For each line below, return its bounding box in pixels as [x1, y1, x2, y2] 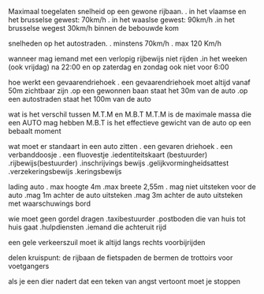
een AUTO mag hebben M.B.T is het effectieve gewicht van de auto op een [8, 118, 251, 127]
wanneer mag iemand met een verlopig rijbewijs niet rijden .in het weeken [8, 54, 248, 63]
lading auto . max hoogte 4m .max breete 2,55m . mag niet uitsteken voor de [8, 182, 256, 192]
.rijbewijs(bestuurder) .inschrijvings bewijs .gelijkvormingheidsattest [8, 158, 229, 168]
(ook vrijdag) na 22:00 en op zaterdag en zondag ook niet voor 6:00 [8, 62, 229, 72]
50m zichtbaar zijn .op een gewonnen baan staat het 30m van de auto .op [8, 86, 248, 95]
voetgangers [8, 262, 50, 270]
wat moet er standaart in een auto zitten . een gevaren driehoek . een [8, 142, 233, 151]
